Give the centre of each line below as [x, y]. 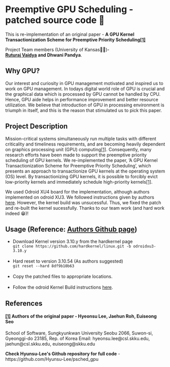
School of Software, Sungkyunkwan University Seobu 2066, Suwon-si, [79, 333]
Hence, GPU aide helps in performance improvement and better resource [82, 99]
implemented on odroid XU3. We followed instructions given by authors [80, 197]
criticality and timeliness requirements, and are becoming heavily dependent [85, 144]
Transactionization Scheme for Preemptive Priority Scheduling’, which [78, 165]
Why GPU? [23, 71]
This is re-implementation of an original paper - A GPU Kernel [70, 34]
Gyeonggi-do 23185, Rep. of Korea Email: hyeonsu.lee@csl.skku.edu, [78, 338]
